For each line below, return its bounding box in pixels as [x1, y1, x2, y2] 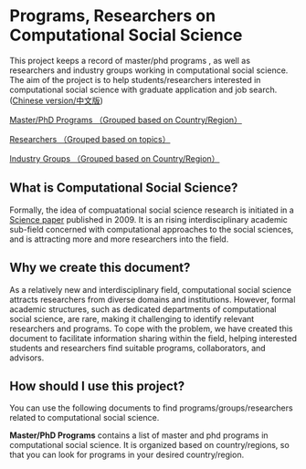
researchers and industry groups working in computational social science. [9, 65, 289, 76]
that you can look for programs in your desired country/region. [9, 449, 245, 461]
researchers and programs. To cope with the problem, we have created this [9, 323, 294, 334]
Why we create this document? [9, 260, 191, 276]
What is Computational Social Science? [9, 180, 238, 196]
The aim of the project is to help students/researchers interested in [9, 74, 261, 85]
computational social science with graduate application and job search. [9, 84, 278, 95]
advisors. [9, 352, 45, 363]
